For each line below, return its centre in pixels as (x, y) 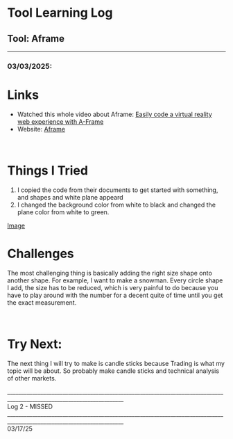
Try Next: (35, 344)
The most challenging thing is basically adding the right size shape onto (110, 273)
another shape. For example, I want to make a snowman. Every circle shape (115, 280)
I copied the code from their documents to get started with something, (118, 190)
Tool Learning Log (60, 13)
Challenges (41, 254)
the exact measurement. (42, 302)
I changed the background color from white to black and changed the (116, 205)
